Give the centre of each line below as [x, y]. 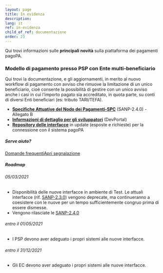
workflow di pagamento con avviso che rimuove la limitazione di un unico [79, 84]
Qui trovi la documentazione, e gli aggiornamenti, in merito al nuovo [73, 79]
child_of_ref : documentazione [36, 32]
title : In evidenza [25, 14]
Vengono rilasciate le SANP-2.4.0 [46, 213]
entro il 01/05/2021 [24, 224]
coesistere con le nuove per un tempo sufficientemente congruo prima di [85, 202]
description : [18, 19]
